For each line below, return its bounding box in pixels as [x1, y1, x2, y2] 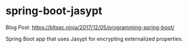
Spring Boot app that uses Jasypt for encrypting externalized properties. [5, 35, 184, 42]
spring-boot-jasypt [5, 4, 102, 18]
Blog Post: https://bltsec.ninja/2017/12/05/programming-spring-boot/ [5, 24, 175, 31]
